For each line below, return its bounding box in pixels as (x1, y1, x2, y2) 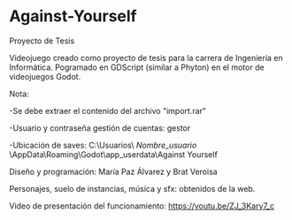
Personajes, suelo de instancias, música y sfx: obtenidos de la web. (9, 183, 256, 193)
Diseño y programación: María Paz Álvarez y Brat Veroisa (9, 166, 219, 177)
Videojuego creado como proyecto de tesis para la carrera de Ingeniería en (9, 52, 283, 63)
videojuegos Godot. (9, 71, 81, 81)
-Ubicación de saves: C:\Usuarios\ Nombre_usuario (9, 140, 197, 150)
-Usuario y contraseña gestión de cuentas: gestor (9, 122, 191, 133)
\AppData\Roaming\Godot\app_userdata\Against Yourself (9, 148, 219, 160)
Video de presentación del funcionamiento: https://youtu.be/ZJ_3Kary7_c (9, 201, 275, 211)
